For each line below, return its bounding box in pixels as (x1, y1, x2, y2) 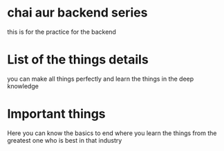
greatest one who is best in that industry (7, 136, 122, 144)
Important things (7, 106, 106, 122)
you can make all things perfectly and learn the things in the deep (7, 74, 194, 83)
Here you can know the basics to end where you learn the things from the (7, 129, 217, 137)
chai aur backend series (7, 5, 148, 21)
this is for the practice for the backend (7, 28, 116, 36)
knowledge (7, 81, 39, 90)
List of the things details (7, 52, 149, 68)
